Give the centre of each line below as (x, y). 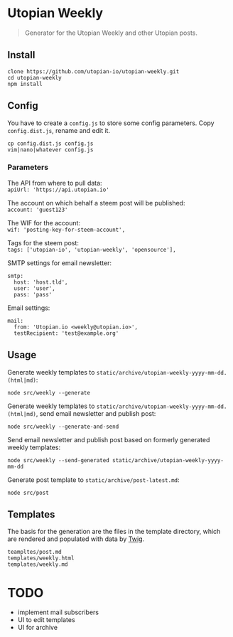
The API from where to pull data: (55, 183)
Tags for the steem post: (43, 242)
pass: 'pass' (33, 294)
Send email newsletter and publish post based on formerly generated (109, 439)
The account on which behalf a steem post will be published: (96, 203)
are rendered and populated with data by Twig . (76, 539)
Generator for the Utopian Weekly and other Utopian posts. (111, 33)
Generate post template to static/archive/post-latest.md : (93, 480)
